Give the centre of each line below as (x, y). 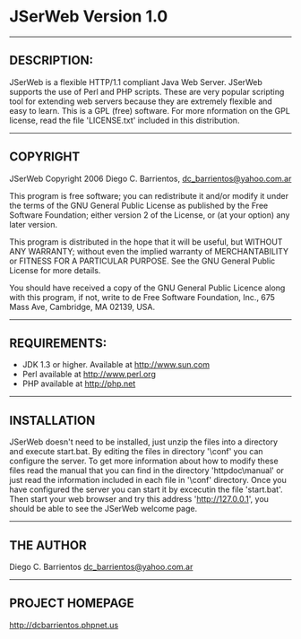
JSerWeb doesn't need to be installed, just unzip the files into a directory (144, 442)
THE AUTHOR (48, 545)
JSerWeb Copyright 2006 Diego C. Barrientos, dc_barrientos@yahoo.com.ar (150, 178)
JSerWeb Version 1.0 (89, 17)
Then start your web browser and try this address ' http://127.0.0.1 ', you (139, 499)
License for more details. (55, 270)
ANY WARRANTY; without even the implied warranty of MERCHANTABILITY (149, 251)
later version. (34, 224)
